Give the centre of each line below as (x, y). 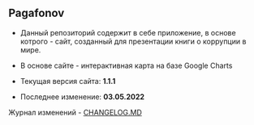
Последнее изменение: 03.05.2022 (82, 97)
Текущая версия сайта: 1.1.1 (68, 81)
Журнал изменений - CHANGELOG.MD (75, 112)
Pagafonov (37, 13)
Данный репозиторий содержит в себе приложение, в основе (128, 32)
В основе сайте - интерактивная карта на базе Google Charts (126, 65)
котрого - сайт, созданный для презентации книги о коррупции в (133, 41)
